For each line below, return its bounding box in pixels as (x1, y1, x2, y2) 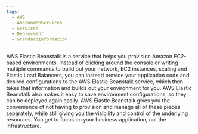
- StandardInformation (11, 36, 68, 42)
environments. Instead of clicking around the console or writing (23, 59, 178, 66)
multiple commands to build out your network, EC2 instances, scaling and (6, 66, 187, 72)
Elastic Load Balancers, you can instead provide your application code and (6, 72, 190, 79)
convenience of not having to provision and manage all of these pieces (6, 104, 181, 110)
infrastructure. (6, 123, 42, 129)
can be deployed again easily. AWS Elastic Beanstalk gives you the (6, 97, 170, 104)
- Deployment (11, 31, 44, 37)
